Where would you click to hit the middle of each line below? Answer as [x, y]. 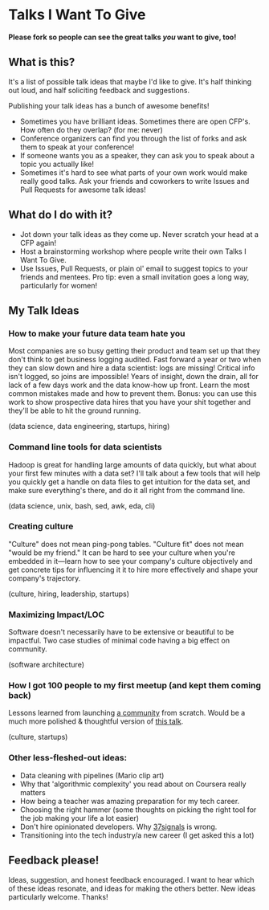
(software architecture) [47, 665]
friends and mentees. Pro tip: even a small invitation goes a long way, [134, 277]
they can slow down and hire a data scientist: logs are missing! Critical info [132, 368]
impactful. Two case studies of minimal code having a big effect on [119, 641]
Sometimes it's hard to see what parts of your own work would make [133, 172]
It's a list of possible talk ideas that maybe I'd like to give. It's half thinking [130, 81]
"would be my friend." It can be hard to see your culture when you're [122, 553]
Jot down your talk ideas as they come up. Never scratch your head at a [139, 234]
